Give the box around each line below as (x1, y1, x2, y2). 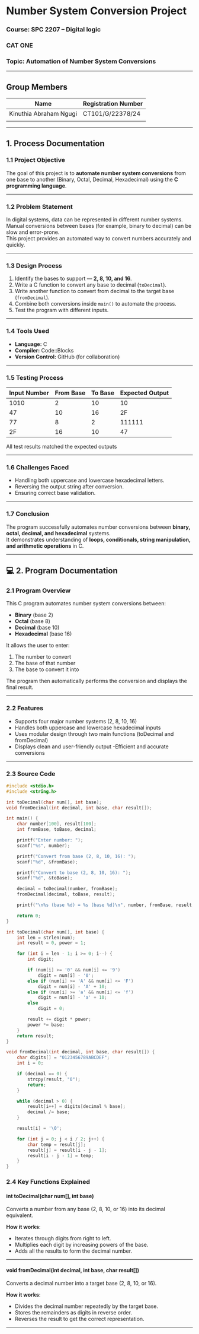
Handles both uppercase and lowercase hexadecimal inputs (14, 724, 161, 731)
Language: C (14, 340, 47, 348)
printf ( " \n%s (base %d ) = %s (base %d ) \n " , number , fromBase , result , (17, 902, 195, 909)
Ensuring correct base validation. (14, 490, 96, 497)
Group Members (6, 82, 68, 92)
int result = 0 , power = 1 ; (17, 940, 86, 946)
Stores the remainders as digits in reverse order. (14, 1309, 132, 1316)
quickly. (6, 242, 25, 249)
